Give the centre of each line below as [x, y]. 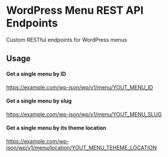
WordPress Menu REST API [75, 10]
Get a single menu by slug [39, 101]
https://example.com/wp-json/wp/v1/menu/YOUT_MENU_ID [80, 87]
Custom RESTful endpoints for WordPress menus [67, 40]
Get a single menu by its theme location [56, 128]
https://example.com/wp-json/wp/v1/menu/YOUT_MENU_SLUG [84, 114]
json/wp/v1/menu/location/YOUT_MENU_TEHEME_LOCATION [82, 147]
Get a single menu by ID [36, 74]
